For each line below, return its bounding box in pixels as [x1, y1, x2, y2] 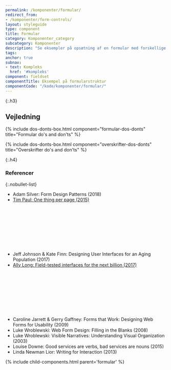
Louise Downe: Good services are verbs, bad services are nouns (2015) [12, 343, 164, 350]
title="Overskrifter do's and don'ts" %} [5, 147, 87, 153]
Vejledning [5, 113, 41, 121]
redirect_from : [5, 12, 38, 17]
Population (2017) [12, 256, 50, 263]
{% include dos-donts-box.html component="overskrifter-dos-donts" [5, 141, 152, 147]
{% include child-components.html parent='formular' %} [5, 359, 125, 365]
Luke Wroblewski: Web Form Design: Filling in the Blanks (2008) [12, 327, 148, 333]
